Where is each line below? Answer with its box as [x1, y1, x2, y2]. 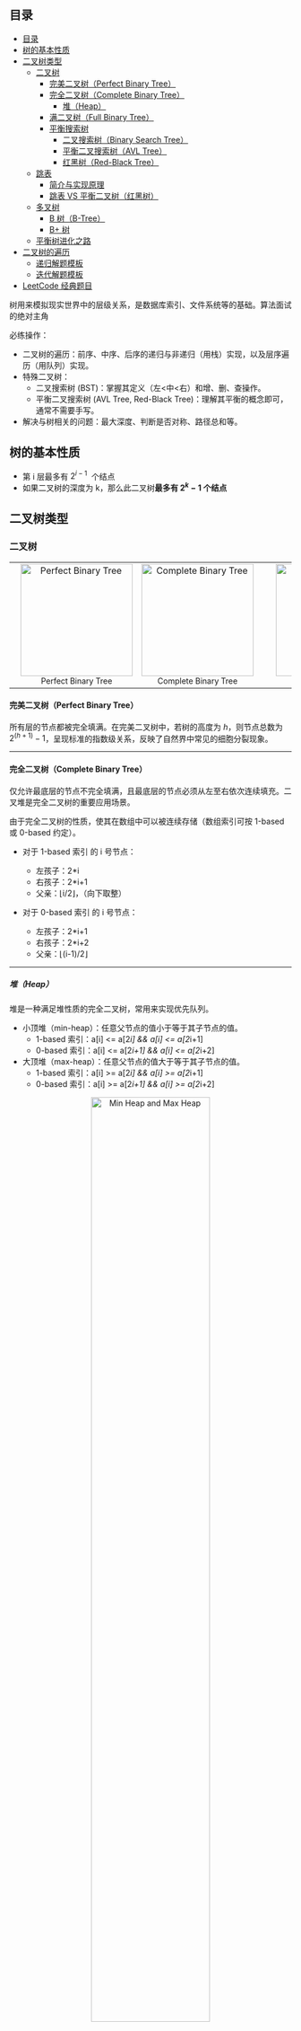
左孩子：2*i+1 [35, 925, 88, 936]
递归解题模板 [35, 258, 83, 269]
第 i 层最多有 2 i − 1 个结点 [21, 469, 116, 481]
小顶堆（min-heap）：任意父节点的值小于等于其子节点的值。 [21, 1022, 244, 1033]
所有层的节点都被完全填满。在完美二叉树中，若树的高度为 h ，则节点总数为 [9, 721, 284, 732]
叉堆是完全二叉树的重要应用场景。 [9, 797, 135, 808]
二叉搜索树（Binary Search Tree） [62, 134, 189, 145]
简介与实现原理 [48, 179, 105, 190]
